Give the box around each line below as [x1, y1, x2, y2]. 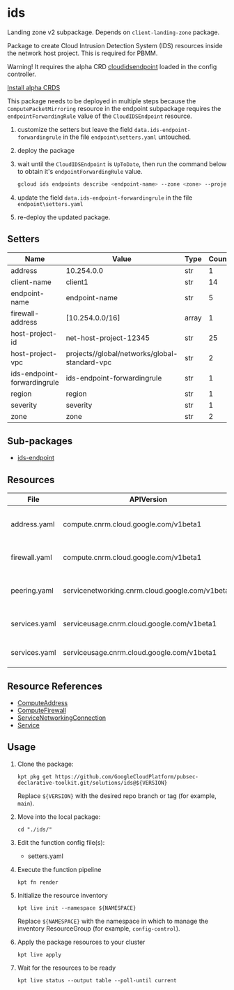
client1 [65, 277, 88, 287]
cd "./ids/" [17, 826, 52, 833]
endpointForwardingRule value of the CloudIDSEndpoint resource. [7, 112, 193, 120]
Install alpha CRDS [7, 83, 61, 91]
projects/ [65, 348, 95, 358]
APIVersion [129, 494, 168, 504]
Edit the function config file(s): [17, 838, 105, 846]
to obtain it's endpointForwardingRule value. [17, 167, 143, 175]
